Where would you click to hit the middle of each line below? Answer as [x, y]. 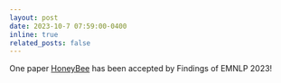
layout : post [34, 18]
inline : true [34, 34]
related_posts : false [50, 43]
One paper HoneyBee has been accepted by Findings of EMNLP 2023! [141, 69]
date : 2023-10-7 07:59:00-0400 [68, 26]
